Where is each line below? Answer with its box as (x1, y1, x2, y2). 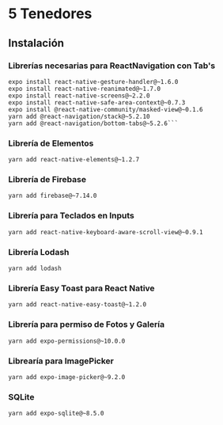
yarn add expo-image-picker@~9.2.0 (8, 373, 126, 381)
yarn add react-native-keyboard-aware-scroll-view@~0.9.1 (8, 228, 203, 236)
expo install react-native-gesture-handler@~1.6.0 (8, 78, 179, 85)
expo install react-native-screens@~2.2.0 (8, 92, 150, 100)
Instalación (8, 36, 65, 50)
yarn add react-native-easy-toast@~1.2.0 (8, 301, 147, 309)
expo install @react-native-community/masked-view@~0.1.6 (8, 105, 203, 113)
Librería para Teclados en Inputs (8, 211, 134, 222)
